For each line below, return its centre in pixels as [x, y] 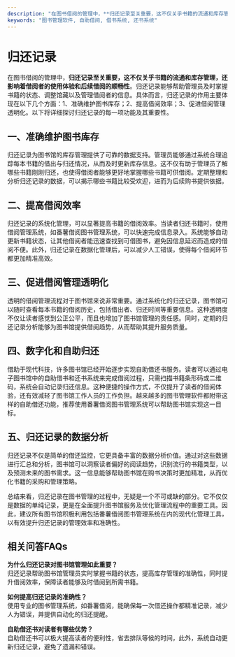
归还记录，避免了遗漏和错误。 [56, 647]
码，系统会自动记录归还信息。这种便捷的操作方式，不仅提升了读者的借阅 [111, 387]
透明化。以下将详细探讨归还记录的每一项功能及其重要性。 [90, 113]
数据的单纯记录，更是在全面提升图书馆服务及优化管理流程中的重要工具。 [117, 505]
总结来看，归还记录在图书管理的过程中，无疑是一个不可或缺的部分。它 [108, 496]
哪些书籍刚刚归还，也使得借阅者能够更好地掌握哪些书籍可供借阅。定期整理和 [117, 173]
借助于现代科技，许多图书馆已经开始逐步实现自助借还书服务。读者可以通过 [114, 369]
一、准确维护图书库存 [53, 137]
